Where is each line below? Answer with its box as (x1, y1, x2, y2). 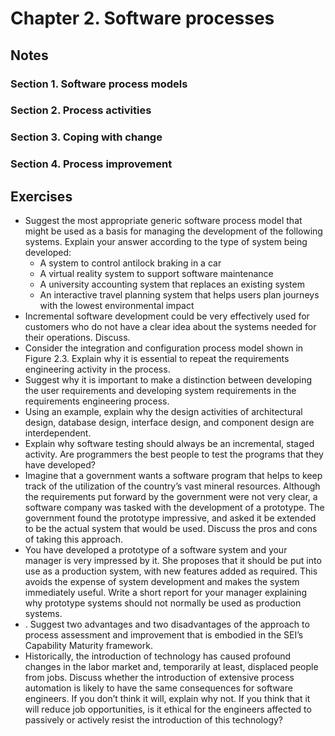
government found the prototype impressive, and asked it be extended (24, 512, 317, 524)
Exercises (10, 188, 73, 205)
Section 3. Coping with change (10, 130, 163, 144)
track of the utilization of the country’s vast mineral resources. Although (24, 480, 321, 492)
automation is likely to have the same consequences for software (24, 682, 293, 694)
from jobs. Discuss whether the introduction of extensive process (24, 672, 295, 684)
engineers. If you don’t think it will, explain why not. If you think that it (24, 693, 311, 705)
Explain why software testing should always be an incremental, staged (24, 438, 315, 450)
